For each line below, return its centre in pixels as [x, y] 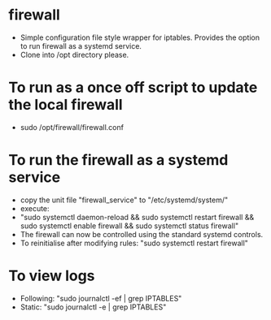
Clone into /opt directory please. [74, 54]
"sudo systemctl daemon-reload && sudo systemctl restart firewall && [137, 217]
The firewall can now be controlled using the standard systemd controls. [142, 234]
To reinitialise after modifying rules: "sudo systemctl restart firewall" [134, 243]
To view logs [52, 276]
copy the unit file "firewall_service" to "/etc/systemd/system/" [124, 200]
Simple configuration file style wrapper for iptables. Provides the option [140, 37]
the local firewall [66, 105]
